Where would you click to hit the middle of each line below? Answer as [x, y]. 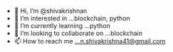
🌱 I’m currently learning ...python [62, 26]
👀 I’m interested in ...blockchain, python [72, 18]
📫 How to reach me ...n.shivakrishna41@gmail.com [90, 41]
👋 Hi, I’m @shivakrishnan [51, 11]
